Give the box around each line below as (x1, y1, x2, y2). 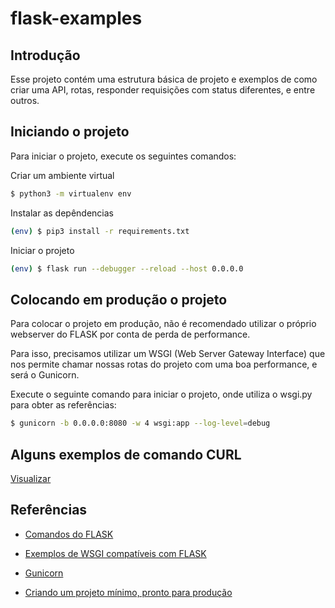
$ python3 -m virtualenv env (10, 188, 132, 199)
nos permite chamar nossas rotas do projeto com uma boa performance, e (10, 358, 318, 371)
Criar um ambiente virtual (10, 169, 115, 181)
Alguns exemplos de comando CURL (10, 446, 242, 463)
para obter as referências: (10, 399, 117, 411)
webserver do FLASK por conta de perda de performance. (10, 328, 251, 341)
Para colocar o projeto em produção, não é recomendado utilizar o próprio (10, 318, 317, 330)
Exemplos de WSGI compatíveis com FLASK (24, 547, 207, 559)
